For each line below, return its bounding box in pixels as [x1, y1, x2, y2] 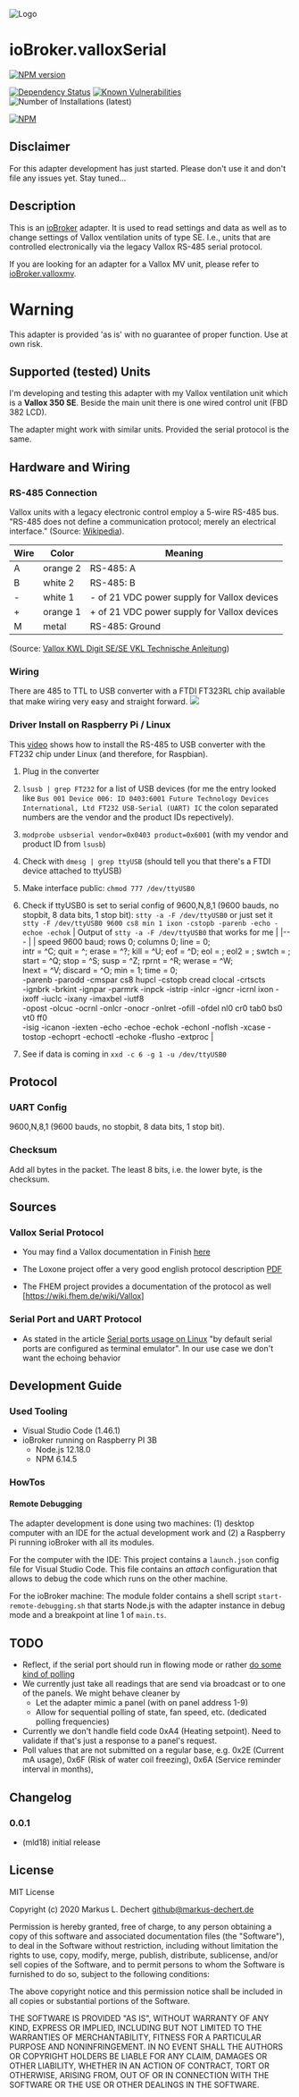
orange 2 [43, 562, 82, 574]
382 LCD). [9, 407, 47, 417]
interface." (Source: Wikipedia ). [9, 526, 125, 536]
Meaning [164, 547, 203, 559]
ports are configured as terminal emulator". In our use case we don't [21, 1343, 274, 1353]
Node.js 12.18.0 [35, 1444, 91, 1455]
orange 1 [43, 606, 82, 618]
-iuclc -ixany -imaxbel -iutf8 [40, 993, 145, 1004]
